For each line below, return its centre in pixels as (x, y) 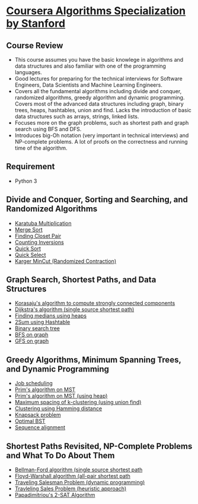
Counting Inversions (39, 242)
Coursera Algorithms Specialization (96, 11)
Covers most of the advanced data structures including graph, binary (99, 104)
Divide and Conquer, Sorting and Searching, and (97, 200)
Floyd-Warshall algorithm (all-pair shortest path (72, 476)
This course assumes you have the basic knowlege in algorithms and (99, 60)
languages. (28, 72)
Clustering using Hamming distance (58, 408)
